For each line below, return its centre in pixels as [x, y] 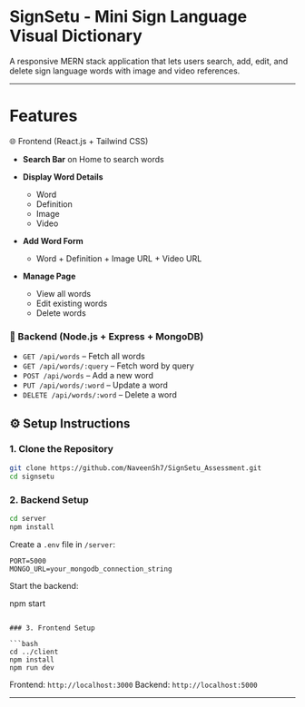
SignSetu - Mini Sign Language [128, 17]
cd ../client [34, 652]
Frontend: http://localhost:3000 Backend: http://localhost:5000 [133, 684]
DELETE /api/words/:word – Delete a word [99, 395]
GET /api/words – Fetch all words [84, 357]
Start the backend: [44, 585]
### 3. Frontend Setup [52, 628]
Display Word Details [63, 177]
